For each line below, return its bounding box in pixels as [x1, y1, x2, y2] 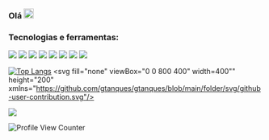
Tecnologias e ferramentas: [8, 31, 120, 43]
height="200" [8, 75, 54, 84]
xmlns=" [8, 84, 36, 93]
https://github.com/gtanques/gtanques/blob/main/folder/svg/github [36, 84, 261, 93]
